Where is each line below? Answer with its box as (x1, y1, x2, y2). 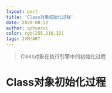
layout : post (6, 8, 38, 15)
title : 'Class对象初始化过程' (6, 14, 74, 20)
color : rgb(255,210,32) (6, 31, 65, 36)
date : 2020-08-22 (6, 19, 49, 25)
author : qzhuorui (6, 25, 49, 31)
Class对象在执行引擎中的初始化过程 (20, 53, 107, 59)
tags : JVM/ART (6, 36, 41, 42)
